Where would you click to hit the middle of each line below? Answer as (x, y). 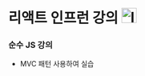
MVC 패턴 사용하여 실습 (57, 64)
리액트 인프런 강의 (63, 18)
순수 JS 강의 (31, 45)
